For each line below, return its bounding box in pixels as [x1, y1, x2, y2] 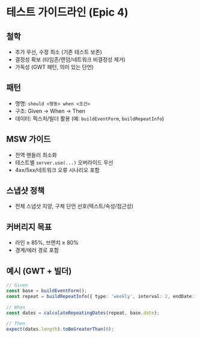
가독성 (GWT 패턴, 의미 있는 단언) [14, 64, 94, 70]
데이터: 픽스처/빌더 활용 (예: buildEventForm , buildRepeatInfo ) [14, 115, 165, 122]
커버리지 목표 [6, 222, 52, 232]
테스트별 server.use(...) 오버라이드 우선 [14, 159, 114, 166]
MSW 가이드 [6, 134, 51, 144]
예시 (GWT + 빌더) [6, 266, 72, 276]
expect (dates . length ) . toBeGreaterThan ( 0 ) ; [6, 326, 114, 333]
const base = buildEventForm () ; [6, 287, 87, 293]
